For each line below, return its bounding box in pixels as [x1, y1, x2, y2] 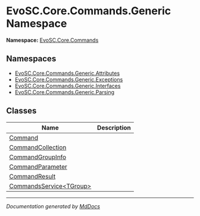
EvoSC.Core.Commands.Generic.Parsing [14, 88, 115, 96]
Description [97, 123, 131, 132]
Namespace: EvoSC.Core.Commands [6, 36, 99, 43]
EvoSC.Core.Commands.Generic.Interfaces [14, 82, 121, 89]
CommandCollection [9, 143, 67, 151]
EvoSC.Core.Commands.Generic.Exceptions [14, 76, 123, 83]
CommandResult [9, 172, 56, 180]
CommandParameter [9, 162, 67, 171]
